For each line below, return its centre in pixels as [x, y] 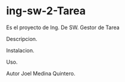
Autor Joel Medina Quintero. [41, 73]
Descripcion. [22, 39]
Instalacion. [20, 50]
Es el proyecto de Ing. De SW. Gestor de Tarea [63, 27]
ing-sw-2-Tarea [46, 11]
